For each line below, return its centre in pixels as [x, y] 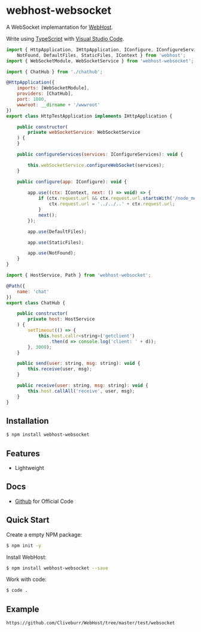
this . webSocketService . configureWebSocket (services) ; [96, 165]
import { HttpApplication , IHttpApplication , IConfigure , [80, 50]
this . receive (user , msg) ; [60, 369]
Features [23, 453]
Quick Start [28, 520]
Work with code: [26, 579]
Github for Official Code [44, 501]
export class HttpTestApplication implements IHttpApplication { [89, 116]
